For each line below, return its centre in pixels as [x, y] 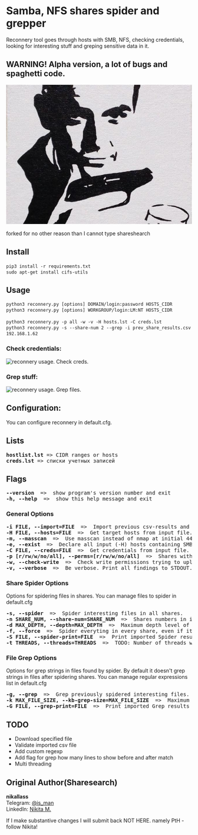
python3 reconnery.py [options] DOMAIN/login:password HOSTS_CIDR [89, 305]
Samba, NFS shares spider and [83, 11]
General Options [30, 514]
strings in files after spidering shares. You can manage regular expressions [97, 677]
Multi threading [33, 764]
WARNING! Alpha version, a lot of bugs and [87, 65]
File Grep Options [32, 658]
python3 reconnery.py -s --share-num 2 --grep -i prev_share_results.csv [99, 328]
